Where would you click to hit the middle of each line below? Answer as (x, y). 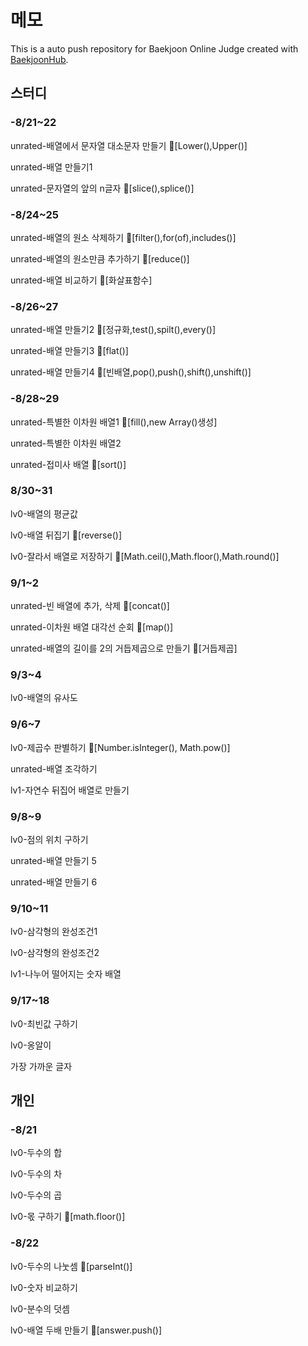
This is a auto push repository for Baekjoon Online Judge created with (154, 48)
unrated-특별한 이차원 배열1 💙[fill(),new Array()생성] (114, 422)
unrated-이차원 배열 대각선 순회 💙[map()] (92, 627)
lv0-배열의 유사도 (44, 698)
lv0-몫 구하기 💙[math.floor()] (68, 1217)
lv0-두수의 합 (36, 1153)
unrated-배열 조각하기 (54, 768)
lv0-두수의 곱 (36, 1195)
